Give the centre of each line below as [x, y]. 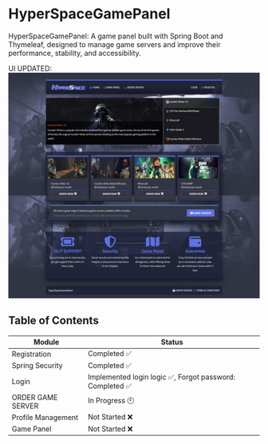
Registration [32, 354]
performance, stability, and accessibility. [75, 53]
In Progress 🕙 [111, 401]
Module [46, 342]
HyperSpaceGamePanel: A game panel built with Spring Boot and [116, 36]
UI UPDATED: [30, 68]
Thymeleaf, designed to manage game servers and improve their [114, 44]
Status [172, 342]
